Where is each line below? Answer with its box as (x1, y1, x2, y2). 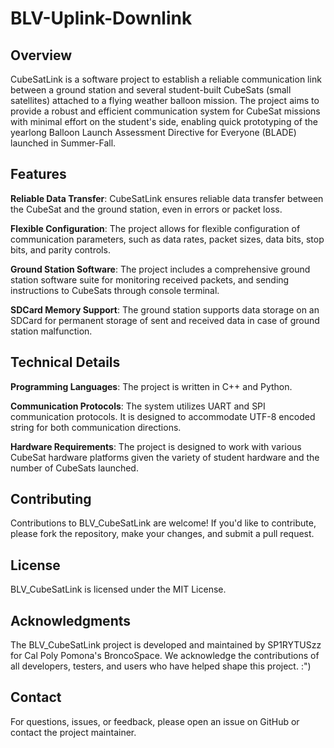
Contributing (10, 491, 92, 508)
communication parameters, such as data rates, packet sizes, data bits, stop (10, 233, 325, 245)
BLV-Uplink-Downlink (10, 7, 193, 30)
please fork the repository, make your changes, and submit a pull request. (10, 528, 315, 540)
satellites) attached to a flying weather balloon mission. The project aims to (10, 95, 320, 106)
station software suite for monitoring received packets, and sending (10, 273, 290, 286)
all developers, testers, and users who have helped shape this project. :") (10, 660, 312, 672)
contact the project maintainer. (10, 726, 137, 738)
